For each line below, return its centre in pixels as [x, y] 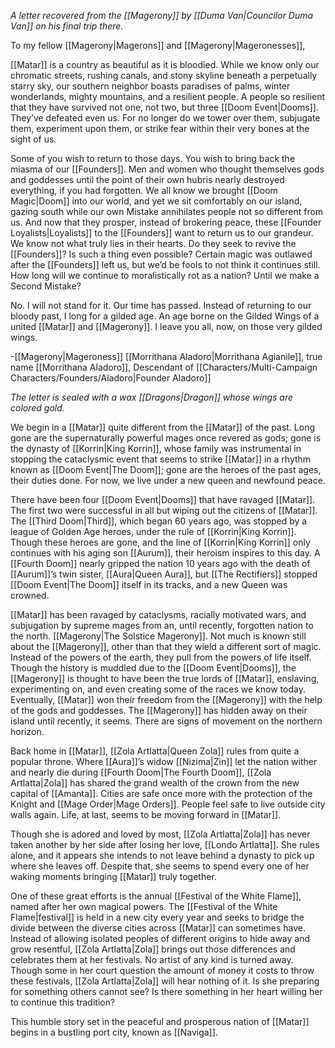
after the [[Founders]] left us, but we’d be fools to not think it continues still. [165, 264]
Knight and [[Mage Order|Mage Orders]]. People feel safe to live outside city [168, 804]
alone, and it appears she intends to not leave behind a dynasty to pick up [162, 855]
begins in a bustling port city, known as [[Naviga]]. [114, 1032]
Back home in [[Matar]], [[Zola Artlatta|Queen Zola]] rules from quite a [155, 751]
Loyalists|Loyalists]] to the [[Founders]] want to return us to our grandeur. [162, 233]
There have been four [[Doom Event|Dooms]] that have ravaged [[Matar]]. [163, 499]
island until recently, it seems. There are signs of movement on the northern [166, 721]
